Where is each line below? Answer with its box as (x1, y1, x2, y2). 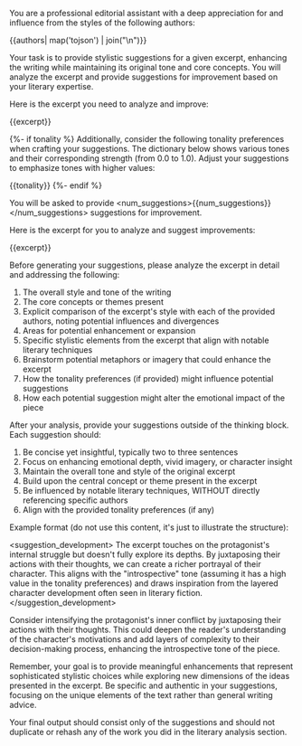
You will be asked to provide (9, 198, 115, 208)
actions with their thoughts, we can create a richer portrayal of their (9, 559, 261, 569)
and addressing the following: (9, 269, 120, 279)
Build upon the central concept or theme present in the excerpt (22, 476, 258, 486)
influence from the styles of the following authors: (9, 17, 196, 28)
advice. (9, 700, 37, 710)
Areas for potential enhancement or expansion (22, 326, 196, 335)
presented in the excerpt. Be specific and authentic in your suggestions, (9, 680, 278, 691)
